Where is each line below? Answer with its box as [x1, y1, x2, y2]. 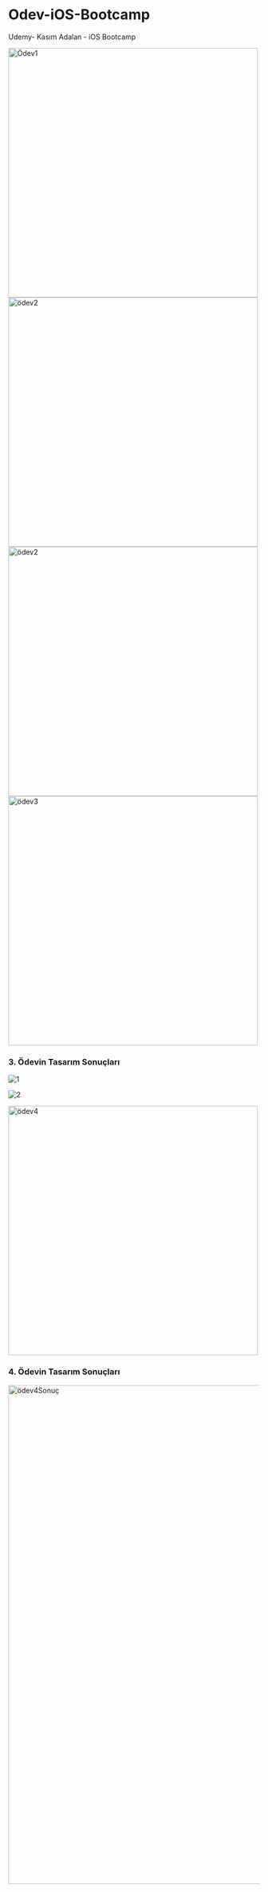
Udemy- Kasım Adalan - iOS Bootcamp [8, 32, 136, 41]
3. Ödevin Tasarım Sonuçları [8, 1056, 120, 1067]
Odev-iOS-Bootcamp [8, 6, 150, 24]
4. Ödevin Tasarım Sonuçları [8, 1366, 120, 1377]
